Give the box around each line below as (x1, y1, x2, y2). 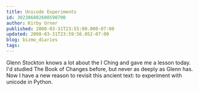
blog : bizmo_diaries (6, 37, 58, 43)
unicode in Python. (6, 78, 53, 85)
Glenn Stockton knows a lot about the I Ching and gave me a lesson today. (6, 58, 191, 66)
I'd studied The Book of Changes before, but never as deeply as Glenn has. (6, 65, 194, 72)
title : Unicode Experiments (6, 8, 77, 15)
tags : (6, 43, 20, 49)
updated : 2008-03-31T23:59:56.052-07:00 (6, 31, 110, 37)
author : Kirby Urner (6, 20, 58, 26)
